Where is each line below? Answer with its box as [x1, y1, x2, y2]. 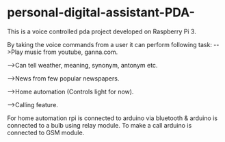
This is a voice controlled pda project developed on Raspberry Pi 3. [7, 27, 196, 35]
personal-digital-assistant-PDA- [7, 5, 195, 20]
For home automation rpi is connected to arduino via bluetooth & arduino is [7, 114, 217, 122]
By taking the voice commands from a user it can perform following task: [7, 40, 212, 48]
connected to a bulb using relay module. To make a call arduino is [7, 121, 192, 129]
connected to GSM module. [7, 128, 85, 137]
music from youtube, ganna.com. [25, 48, 118, 56]
